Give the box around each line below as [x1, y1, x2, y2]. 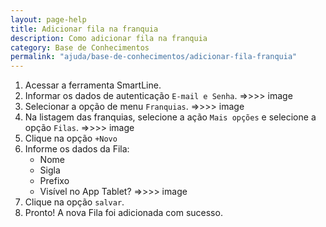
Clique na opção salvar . [24, 196, 125, 208]
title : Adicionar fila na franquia [10, 24, 159, 34]
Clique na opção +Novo [24, 132, 118, 145]
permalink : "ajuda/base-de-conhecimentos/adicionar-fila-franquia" [10, 52, 298, 62]
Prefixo [39, 175, 70, 187]
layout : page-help [10, 14, 87, 25]
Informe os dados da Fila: [24, 143, 130, 155]
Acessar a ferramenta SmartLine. [24, 79, 162, 91]
